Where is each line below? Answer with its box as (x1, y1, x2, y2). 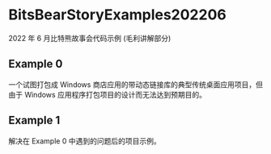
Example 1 (8, 114, 61, 127)
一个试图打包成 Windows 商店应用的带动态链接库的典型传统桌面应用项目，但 (8, 79, 263, 89)
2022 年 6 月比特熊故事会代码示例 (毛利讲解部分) (8, 33, 171, 43)
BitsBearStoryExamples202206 (8, 6, 227, 24)
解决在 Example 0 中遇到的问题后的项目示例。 (8, 135, 161, 146)
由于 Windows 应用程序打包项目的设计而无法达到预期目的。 (8, 89, 206, 99)
